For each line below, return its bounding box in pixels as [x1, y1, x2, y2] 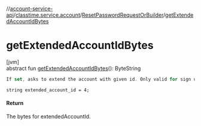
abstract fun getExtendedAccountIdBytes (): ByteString [6, 64, 141, 72]
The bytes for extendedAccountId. [6, 113, 91, 120]
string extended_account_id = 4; [6, 87, 90, 93]
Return [6, 100, 24, 107]
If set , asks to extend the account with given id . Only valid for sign [6, 76, 191, 82]
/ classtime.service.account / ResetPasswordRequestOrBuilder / [13, 11, 166, 19]
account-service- [10, 5, 53, 12]
